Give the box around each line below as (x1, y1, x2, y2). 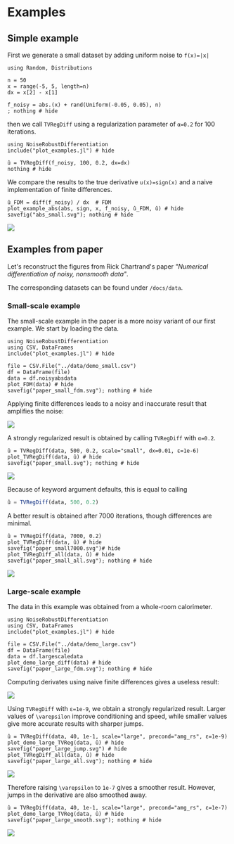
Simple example (7, 32, 79, 44)
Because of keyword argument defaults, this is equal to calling (7, 485, 188, 494)
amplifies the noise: (7, 407, 65, 416)
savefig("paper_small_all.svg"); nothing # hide (7, 557, 152, 564)
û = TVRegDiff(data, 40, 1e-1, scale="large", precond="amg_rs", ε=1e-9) (7, 733, 228, 741)
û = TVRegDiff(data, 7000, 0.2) (7, 532, 102, 539)
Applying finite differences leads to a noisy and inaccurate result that (7, 399, 207, 408)
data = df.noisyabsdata (7, 375, 77, 382)
